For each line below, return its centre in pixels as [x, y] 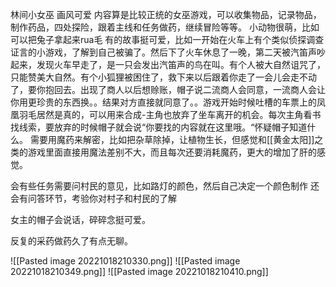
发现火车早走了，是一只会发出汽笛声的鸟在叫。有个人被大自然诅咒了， [181, 64]
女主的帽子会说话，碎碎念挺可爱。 [80, 219]
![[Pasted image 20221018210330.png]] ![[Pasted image [125, 261]
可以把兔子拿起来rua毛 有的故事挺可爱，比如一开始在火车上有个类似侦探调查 [167, 39]
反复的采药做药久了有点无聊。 [71, 241]
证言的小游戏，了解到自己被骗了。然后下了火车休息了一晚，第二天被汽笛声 [163, 52]
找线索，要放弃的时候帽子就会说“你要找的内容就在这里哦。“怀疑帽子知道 [159, 127]
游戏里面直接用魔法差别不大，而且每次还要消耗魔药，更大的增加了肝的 [172, 152]
